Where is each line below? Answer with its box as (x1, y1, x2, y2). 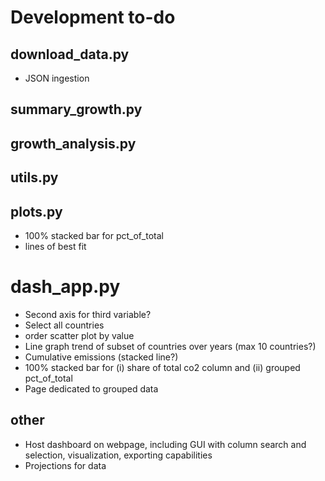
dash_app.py (10, 276, 121, 298)
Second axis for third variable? (24, 308, 152, 320)
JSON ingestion (24, 72, 90, 84)
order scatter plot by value (24, 329, 135, 341)
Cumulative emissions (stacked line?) (24, 351, 179, 363)
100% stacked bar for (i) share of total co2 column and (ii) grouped (24, 361, 301, 373)
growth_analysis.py (10, 135, 137, 152)
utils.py (10, 169, 59, 186)
